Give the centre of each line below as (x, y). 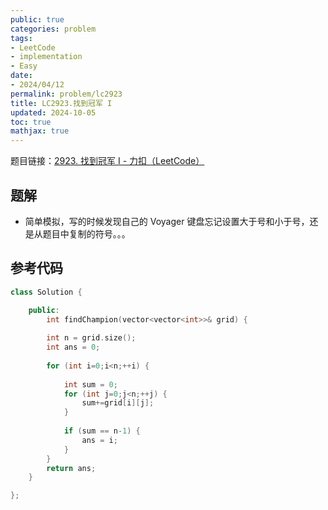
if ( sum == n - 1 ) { (102, 431)
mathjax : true (40, 131)
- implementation (46, 57)
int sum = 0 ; (90, 384)
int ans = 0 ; (73, 347)
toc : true (31, 122)
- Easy (24, 66)
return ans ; (71, 468)
